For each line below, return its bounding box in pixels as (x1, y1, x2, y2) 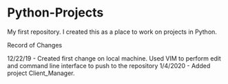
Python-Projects (7, 5, 104, 21)
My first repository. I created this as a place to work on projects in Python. (7, 28, 217, 36)
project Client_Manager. (7, 69, 75, 77)
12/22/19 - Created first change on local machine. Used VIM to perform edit (7, 54, 222, 63)
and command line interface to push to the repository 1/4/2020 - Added (7, 61, 211, 70)
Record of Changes (7, 41, 63, 49)
